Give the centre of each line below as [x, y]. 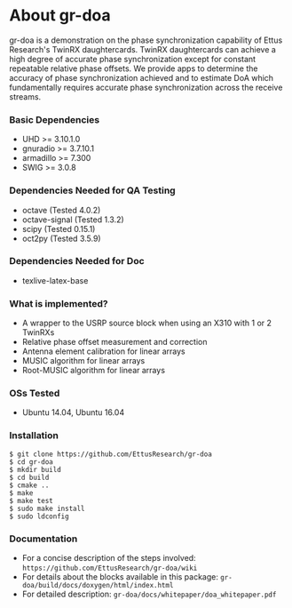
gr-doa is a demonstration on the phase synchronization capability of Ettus [146, 40]
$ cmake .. [29, 485]
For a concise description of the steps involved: [109, 558]
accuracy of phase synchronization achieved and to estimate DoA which [141, 77]
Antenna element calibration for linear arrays [103, 351]
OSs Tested [35, 394]
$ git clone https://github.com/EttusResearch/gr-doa [111, 454]
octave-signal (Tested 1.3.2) [73, 220]
